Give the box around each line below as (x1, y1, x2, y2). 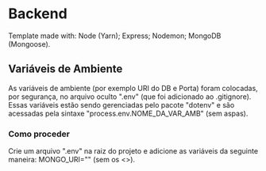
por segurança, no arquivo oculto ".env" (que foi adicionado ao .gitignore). (8, 92, 252, 101)
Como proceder (8, 128, 70, 139)
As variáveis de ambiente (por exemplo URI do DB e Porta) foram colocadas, (8, 83, 258, 93)
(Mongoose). (8, 39, 51, 48)
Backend (8, 5, 67, 23)
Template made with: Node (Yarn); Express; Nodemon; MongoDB (8, 31, 222, 40)
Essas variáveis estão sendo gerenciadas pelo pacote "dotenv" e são (8, 100, 235, 109)
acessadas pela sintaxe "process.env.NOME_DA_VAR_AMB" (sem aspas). (8, 108, 249, 118)
